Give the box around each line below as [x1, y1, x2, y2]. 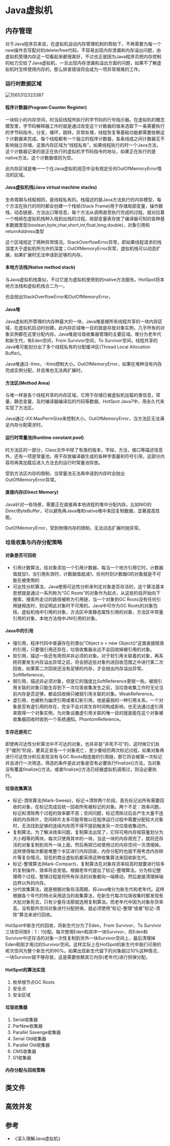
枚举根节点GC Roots [12, 979, 55, 985]
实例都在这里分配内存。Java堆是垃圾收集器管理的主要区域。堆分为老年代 [9, 331, 162, 338]
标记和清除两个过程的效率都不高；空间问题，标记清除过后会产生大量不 [12, 810, 159, 816]
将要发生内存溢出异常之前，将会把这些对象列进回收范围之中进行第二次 [17, 659, 163, 665]
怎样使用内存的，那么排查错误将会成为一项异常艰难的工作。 [18, 66, 143, 72]
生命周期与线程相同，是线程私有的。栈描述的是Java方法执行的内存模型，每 [5, 196, 162, 203]
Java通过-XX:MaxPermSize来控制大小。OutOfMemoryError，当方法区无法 [5, 416, 160, 422]
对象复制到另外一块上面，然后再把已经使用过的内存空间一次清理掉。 [21, 842, 163, 848]
